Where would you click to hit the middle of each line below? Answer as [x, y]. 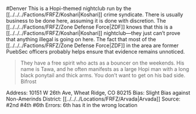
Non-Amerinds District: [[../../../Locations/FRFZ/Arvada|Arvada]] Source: [93, 99]
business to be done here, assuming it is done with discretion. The [86, 21]
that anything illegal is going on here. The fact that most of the [81, 39]
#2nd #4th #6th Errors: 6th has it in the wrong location [72, 105]
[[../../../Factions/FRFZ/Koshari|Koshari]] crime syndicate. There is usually [94, 15]
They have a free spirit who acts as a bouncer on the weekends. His [102, 63]
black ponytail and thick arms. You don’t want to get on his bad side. [103, 75]
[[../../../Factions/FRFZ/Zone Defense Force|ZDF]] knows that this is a [89, 27]
